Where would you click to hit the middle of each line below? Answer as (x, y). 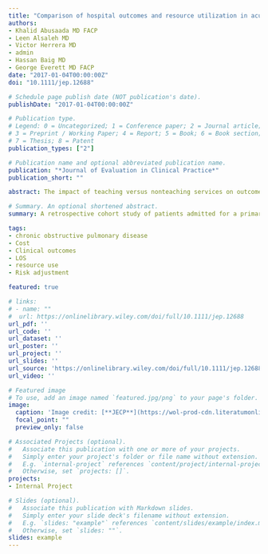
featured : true (33, 287)
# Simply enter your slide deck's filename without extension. (119, 516)
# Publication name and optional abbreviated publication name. (117, 163)
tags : (17, 228)
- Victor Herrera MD (43, 46)
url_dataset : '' (35, 339)
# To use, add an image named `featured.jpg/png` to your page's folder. (134, 398)
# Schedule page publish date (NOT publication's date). (105, 97)
